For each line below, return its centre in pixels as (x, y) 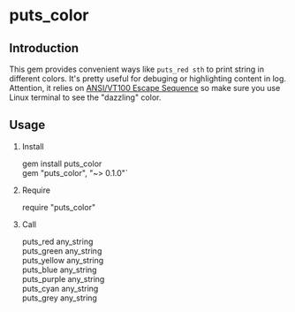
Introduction (44, 48)
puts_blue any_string (59, 270)
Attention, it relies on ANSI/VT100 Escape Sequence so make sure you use (145, 88)
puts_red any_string (57, 241)
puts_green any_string (62, 251)
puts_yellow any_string (63, 260)
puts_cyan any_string (60, 288)
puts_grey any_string (59, 298)
